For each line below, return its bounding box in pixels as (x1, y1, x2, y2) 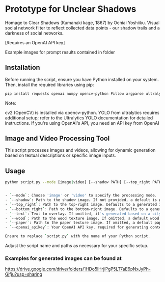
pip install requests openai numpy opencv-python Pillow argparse (5, 91, 144, 96)
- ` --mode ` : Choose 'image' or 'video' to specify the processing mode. (5, 193, 157, 198)
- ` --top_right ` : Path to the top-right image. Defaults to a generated (5, 202, 157, 207)
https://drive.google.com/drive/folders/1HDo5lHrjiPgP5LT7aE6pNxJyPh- (5, 266, 151, 272)
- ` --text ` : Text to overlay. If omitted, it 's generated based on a (5, 211, 151, 216)
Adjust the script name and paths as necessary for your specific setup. (5, 243, 149, 249)
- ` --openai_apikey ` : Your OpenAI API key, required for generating (5, 225, 148, 230)
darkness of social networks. (5, 30, 64, 36)
